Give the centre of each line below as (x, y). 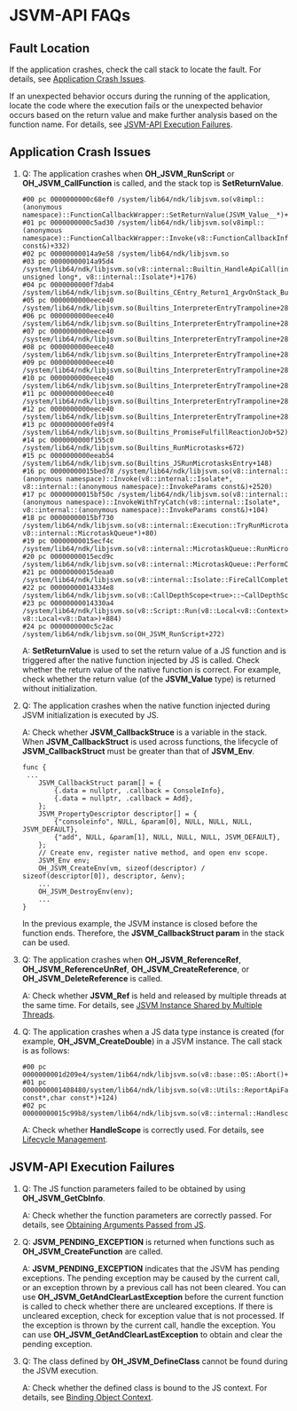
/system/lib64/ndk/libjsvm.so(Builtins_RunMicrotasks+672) (133, 448)
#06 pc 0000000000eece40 (68, 316)
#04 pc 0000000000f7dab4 (68, 285)
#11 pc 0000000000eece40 (68, 393)
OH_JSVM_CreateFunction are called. (92, 1251)
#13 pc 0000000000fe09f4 (68, 424)
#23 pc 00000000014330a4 (68, 603)
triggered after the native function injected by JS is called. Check (141, 660)
